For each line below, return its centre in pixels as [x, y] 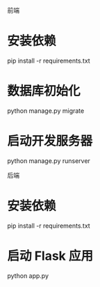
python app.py [28, 276]
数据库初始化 [44, 91]
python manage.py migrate [46, 111]
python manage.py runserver [49, 161]
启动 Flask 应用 [50, 256]
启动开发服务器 [50, 141]
